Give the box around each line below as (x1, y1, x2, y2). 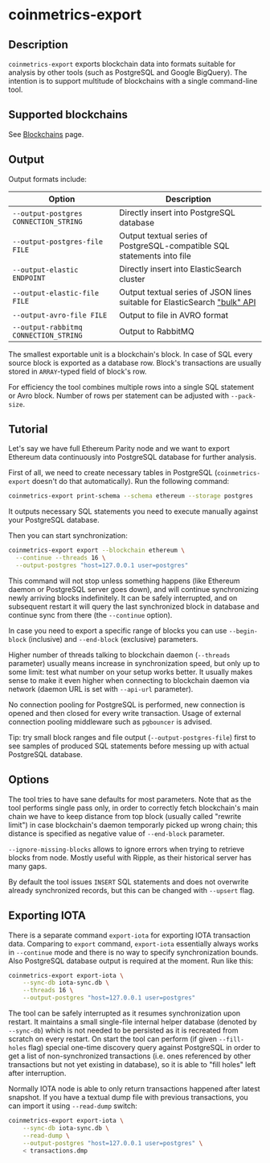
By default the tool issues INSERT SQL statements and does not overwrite (8, 876, 249, 887)
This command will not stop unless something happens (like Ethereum (8, 576, 240, 586)
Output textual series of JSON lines (119, 286, 252, 297)
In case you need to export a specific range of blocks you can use (8, 626, 227, 635)
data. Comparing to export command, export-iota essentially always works (8, 938, 259, 948)
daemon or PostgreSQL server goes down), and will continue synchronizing (8, 584, 259, 594)
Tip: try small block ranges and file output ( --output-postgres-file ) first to (8, 732, 256, 742)
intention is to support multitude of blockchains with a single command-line (8, 77, 258, 85)
